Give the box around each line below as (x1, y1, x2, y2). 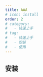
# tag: (5, 30, 19, 35)
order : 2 (5, 16, 23, 21)
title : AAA (5, 7, 28, 12)
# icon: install (5, 12, 39, 17)
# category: (5, 21, 30, 26)
